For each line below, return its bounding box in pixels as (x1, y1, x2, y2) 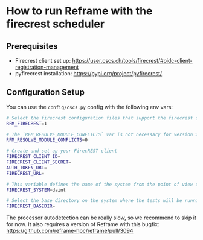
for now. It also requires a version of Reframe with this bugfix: (6, 221, 159, 228)
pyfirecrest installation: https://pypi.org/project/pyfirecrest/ (14, 70, 163, 77)
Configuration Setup (6, 87, 85, 98)
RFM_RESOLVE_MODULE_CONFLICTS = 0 (6, 137, 88, 143)
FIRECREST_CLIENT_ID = (6, 154, 61, 160)
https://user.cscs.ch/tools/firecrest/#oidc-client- (72, 57, 193, 64)
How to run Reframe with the (6, 4, 153, 18)
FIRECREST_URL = (6, 170, 45, 176)
